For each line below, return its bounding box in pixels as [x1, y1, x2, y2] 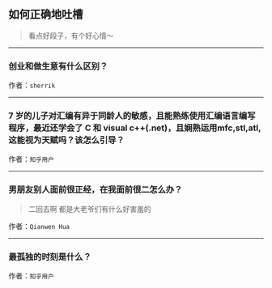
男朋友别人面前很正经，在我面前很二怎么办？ [8, 184, 183, 196]
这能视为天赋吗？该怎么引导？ [8, 134, 125, 146]
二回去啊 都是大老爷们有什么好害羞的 [28, 204, 151, 214]
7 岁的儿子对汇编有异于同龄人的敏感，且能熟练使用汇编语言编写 [8, 110, 256, 121]
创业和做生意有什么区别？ [8, 60, 108, 71]
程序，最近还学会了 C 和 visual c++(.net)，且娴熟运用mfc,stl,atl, [8, 122, 261, 133]
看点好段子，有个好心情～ [28, 31, 114, 40]
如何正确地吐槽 [8, 7, 83, 22]
